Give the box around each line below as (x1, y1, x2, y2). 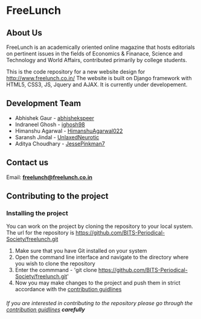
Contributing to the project (6, 191, 109, 201)
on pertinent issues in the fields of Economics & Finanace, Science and (6, 50, 183, 57)
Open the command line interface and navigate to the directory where (14, 254, 189, 261)
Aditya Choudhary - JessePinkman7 (14, 140, 106, 147)
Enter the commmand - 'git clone (14, 267, 98, 274)
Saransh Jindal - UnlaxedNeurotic (14, 133, 100, 141)
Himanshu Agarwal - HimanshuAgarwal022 (14, 127, 123, 134)
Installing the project (6, 209, 68, 217)
